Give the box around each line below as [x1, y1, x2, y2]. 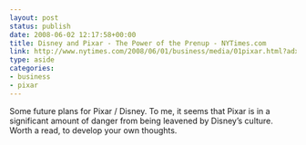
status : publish [9, 22, 71, 31]
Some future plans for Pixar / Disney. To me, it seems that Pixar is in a [9, 105, 270, 116]
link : [9, 47, 30, 56]
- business [9, 72, 51, 82]
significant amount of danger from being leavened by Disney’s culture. [9, 115, 273, 126]
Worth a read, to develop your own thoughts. [9, 124, 178, 136]
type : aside [9, 55, 55, 64]
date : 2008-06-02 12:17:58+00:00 [9, 30, 137, 39]
